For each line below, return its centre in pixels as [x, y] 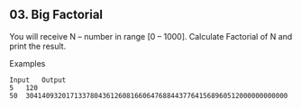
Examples [27, 63]
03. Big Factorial [56, 15]
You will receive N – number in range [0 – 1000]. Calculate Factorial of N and [151, 36]
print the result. [38, 46]
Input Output [38, 80]
